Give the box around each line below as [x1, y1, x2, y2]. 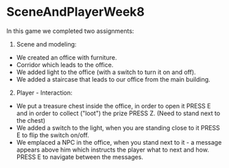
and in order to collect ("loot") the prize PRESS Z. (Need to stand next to [16, 109, 221, 117]
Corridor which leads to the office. [16, 60, 114, 69]
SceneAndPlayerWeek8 [6, 4, 145, 20]
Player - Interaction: [16, 88, 73, 97]
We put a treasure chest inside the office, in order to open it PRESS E [16, 101, 211, 110]
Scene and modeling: [16, 40, 77, 48]
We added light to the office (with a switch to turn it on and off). [16, 68, 196, 76]
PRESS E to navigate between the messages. [16, 152, 143, 161]
